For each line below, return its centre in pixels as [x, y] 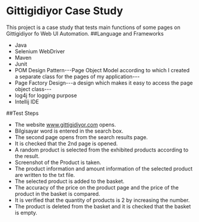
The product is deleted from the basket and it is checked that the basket [103, 206]
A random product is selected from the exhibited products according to [101, 150]
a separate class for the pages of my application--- [77, 76]
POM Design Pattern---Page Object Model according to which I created [102, 70]
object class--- [33, 89]
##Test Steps [23, 113]
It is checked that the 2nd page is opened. [66, 143]
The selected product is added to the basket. [70, 181]
